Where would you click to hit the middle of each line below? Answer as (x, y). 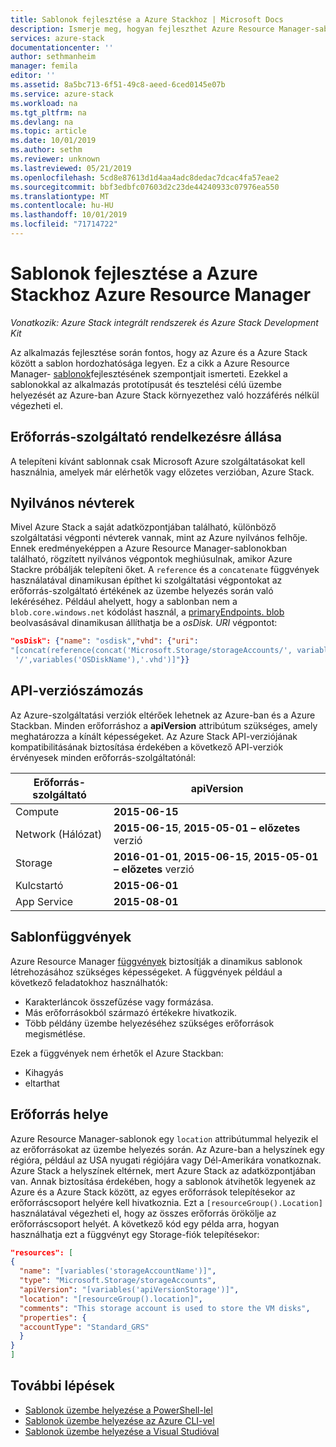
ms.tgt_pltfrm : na (48, 112)
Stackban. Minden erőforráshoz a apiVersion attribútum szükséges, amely (164, 725)
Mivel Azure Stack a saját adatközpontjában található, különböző (143, 527)
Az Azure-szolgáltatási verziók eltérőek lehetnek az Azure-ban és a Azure (163, 715)
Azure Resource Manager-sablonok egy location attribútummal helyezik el (164, 1138)
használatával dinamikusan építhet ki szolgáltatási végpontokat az (146, 580)
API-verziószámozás (77, 691)
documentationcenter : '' (62, 47)
